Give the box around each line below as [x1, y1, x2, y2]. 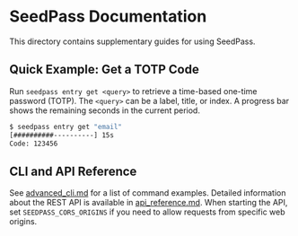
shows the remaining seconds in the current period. [9, 105, 200, 116]
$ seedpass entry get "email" [9, 122, 123, 131]
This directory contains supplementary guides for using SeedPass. [9, 36, 256, 47]
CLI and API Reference [9, 163, 137, 179]
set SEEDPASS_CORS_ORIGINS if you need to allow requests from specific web [9, 206, 285, 217]
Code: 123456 [9, 139, 58, 148]
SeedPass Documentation [9, 6, 207, 27]
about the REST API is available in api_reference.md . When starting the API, [9, 197, 288, 208]
